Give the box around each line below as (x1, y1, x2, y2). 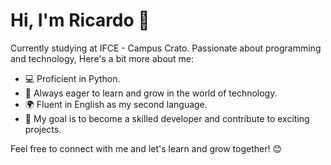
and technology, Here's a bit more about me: (10, 52, 195, 64)
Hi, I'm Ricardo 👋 (10, 9, 150, 32)
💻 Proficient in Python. (24, 72, 121, 84)
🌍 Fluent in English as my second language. (24, 98, 208, 110)
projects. (24, 123, 62, 135)
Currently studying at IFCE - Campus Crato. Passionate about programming (10, 42, 322, 54)
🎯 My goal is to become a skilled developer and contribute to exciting (24, 112, 310, 124)
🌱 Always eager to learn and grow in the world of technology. (24, 87, 278, 99)
